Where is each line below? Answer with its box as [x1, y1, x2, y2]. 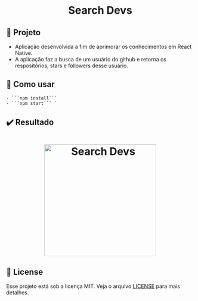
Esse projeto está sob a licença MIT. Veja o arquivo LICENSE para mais [6, 283, 181, 290]
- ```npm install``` [6, 95, 58, 101]
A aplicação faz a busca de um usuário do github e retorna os [14, 56, 167, 63]
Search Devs [68, 4, 132, 17]
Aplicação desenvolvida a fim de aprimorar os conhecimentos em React [14, 43, 192, 50]
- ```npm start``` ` [6, 100, 58, 106]
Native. [14, 49, 33, 57]
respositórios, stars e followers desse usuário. [14, 62, 128, 69]
